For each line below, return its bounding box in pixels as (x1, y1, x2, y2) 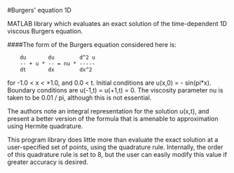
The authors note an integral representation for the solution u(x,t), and (7, 107, 209, 115)
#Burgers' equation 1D (7, 6, 72, 14)
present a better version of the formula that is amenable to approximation (7, 115, 219, 123)
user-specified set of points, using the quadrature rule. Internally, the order (7, 143, 223, 151)
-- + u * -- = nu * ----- (20, 60, 96, 67)
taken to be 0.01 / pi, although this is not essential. (7, 94, 152, 102)
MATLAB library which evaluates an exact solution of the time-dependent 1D (7, 20, 228, 27)
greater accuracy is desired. (7, 158, 89, 166)
